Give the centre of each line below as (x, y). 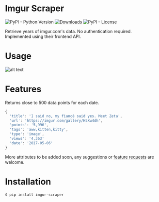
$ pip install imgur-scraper (34, 195)
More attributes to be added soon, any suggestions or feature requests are (79, 157)
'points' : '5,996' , (29, 125)
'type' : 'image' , (27, 134)
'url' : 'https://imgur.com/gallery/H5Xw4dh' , (56, 120)
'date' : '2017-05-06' (31, 143)
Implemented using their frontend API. (43, 36)
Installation (28, 181)
